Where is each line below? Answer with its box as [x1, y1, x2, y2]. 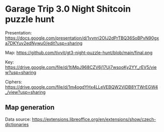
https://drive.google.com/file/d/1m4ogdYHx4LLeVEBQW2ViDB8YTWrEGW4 [5, 84, 158, 90]
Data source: [5, 116, 31, 122]
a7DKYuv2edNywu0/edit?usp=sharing [5, 40, 83, 46]
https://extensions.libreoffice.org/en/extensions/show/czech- [31, 116, 156, 122]
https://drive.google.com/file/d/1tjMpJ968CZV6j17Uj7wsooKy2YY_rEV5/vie [5, 64, 157, 70]
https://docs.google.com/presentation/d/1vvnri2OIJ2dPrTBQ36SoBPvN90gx [5, 35, 159, 41]
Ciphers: [5, 79, 23, 85]
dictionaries [5, 121, 29, 127]
